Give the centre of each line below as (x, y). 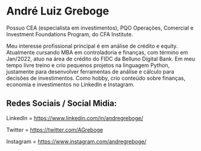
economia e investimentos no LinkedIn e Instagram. (71, 84)
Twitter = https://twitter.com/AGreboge (55, 130)
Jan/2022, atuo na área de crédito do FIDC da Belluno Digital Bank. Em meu (101, 59)
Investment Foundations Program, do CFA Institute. (70, 34)
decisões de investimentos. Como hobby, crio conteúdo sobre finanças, (96, 78)
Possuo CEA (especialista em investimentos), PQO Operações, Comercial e (100, 28)
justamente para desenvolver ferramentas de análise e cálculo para (90, 71)
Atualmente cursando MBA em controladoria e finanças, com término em (97, 52)
